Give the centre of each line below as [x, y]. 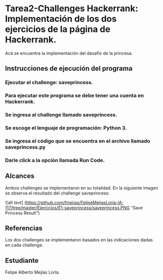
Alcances [20, 176]
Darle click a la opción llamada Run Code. [55, 160]
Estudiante [22, 260]
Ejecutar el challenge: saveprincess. [49, 83]
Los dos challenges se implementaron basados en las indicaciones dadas [79, 240]
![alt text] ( [16, 202]
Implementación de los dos [61, 19]
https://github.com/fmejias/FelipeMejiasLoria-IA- [75, 202]
